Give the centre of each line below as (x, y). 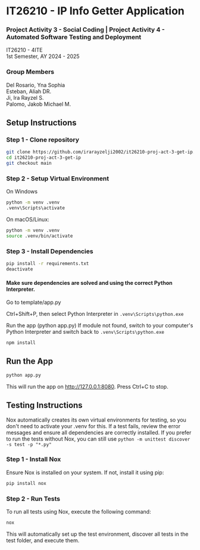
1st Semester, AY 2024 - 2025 (43, 56)
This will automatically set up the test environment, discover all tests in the (97, 534)
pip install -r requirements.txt (48, 264)
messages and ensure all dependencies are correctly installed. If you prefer (99, 432)
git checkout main (29, 163)
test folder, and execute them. (43, 540)
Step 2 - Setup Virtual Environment (58, 179)
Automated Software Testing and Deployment (74, 37)
